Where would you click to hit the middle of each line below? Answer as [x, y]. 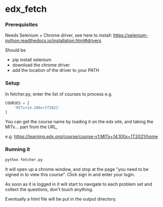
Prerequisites [21, 25]
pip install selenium [32, 60]
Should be [16, 50]
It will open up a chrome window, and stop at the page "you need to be [77, 169]
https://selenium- [131, 35]
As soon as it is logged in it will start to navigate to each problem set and [79, 184]
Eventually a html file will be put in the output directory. [61, 199]
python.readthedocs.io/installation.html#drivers [53, 41]
